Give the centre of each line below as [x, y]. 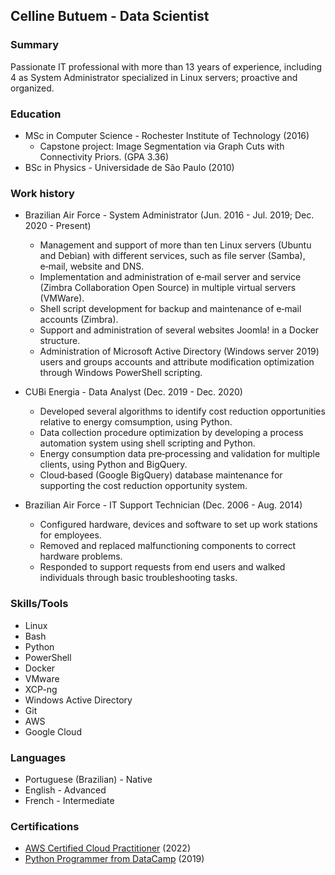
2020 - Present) [58, 226]
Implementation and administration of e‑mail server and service [170, 277]
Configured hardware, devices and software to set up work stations [178, 525]
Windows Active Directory [78, 700]
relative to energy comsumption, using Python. [136, 422]
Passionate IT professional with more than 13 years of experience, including [166, 66]
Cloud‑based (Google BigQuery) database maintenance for [161, 475]
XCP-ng [41, 689]
